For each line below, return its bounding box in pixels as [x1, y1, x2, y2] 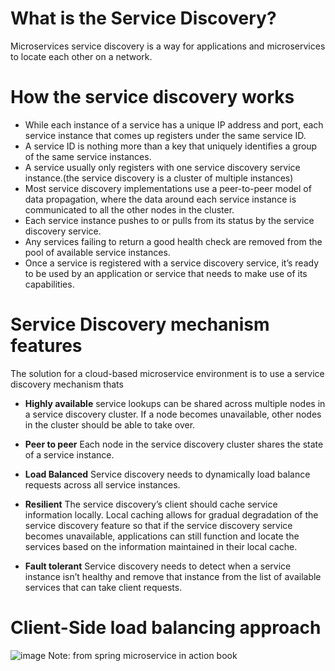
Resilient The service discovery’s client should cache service [24, 498, 278, 510]
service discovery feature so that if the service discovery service [24, 519, 293, 531]
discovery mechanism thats [10, 378, 124, 390]
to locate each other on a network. [10, 50, 153, 62]
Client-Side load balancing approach [10, 617, 322, 639]
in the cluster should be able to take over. [24, 418, 196, 431]
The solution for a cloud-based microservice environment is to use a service [10, 367, 325, 379]
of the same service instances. [24, 150, 152, 162]
